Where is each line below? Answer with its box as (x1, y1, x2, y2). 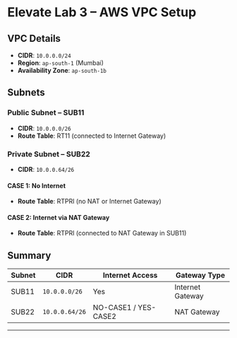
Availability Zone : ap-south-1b (17, 66, 107, 74)
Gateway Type (175, 270, 226, 280)
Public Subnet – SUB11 (7, 107, 85, 117)
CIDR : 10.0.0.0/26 (17, 124, 72, 132)
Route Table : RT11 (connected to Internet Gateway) (17, 132, 166, 140)
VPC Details (7, 33, 61, 45)
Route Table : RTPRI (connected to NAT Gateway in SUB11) (17, 229, 187, 238)
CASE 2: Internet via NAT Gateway (7, 213, 110, 221)
